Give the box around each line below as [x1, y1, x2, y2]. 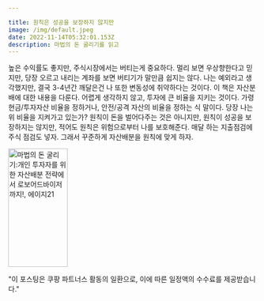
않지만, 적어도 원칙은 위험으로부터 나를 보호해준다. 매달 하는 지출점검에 [35, 122, 253, 132]
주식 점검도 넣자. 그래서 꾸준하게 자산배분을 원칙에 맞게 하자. [8, 132, 194, 142]
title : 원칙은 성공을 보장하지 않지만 [8, 18, 115, 26]
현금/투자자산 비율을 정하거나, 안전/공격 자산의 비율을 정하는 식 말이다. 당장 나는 [8, 103, 254, 112]
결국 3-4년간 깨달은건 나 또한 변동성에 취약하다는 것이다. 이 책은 [37, 83, 235, 92]
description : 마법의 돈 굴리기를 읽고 [8, 40, 119, 48]
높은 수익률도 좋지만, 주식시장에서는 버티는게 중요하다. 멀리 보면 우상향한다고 [8, 63, 245, 73]
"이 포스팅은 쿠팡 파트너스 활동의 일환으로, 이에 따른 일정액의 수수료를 [8, 274, 223, 284]
